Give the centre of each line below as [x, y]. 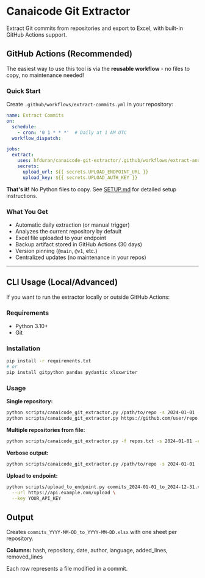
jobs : [13, 149]
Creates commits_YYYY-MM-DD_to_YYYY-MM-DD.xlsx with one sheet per [92, 532]
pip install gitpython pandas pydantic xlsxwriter [72, 373]
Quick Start [23, 91]
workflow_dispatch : [37, 138]
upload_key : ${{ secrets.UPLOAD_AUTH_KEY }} [80, 177]
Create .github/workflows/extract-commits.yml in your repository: [90, 104]
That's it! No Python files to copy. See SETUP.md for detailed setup [92, 189]
